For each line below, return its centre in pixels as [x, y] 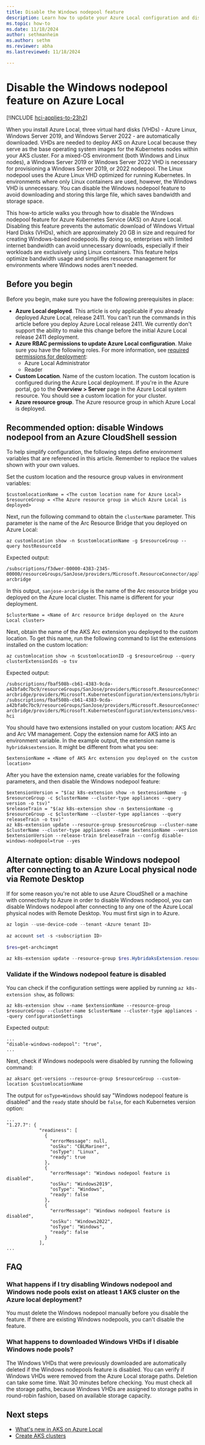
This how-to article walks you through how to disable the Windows [90, 213]
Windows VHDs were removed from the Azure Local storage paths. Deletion [102, 1376]
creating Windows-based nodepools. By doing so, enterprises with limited [99, 239]
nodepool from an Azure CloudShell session [92, 437]
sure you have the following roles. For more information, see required [102, 350]
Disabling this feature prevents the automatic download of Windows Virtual [100, 226]
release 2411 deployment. [47, 337]
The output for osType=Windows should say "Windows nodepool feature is [97, 1095]
